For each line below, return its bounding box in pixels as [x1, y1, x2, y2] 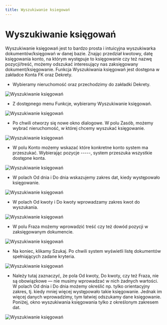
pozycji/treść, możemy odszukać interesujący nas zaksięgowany [5, 61, 139, 67]
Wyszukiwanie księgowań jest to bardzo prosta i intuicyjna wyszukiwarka [5, 45, 156, 51]
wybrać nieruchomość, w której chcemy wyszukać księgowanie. [12, 125, 146, 131]
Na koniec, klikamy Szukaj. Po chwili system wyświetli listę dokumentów [12, 248, 161, 254]
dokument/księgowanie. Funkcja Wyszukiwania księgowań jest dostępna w [5, 66, 160, 72]
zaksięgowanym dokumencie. [12, 228, 74, 234]
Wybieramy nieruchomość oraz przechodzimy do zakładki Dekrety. [12, 81, 151, 87]
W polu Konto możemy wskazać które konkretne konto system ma [12, 144, 149, 150]
